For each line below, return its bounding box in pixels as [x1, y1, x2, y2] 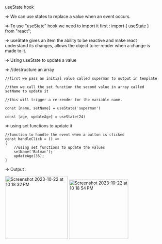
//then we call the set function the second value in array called [5, 85, 145, 89]
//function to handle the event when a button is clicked [5, 132, 125, 137]
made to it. [5, 48, 27, 53]
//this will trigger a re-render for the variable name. [5, 97, 123, 102]
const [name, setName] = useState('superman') [5, 106, 101, 111]
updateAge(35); [14, 154, 45, 158]
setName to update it [5, 89, 49, 94]
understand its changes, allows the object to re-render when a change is [5, 43, 150, 48]
